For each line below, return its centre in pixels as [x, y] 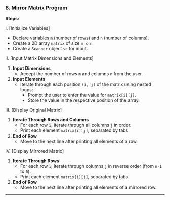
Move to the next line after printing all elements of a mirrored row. [88, 187]
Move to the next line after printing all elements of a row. [79, 141]
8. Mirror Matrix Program [36, 8]
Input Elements [29, 79]
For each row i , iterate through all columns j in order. [76, 125]
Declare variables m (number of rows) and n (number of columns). [81, 38]
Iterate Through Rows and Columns [51, 120]
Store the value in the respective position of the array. [84, 100]
